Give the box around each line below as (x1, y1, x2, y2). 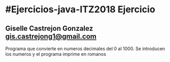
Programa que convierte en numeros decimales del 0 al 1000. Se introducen (5, 46, 165, 52)
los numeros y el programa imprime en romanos (5, 51, 106, 57)
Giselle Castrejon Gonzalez (5, 24, 93, 33)
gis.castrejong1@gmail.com (5, 32, 97, 40)
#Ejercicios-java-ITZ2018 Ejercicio (5, 4, 156, 15)
